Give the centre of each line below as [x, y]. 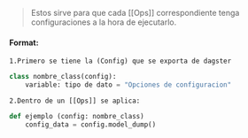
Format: [24, 42]
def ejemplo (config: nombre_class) [77, 116]
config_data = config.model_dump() [91, 124]
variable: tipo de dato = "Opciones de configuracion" [128, 85]
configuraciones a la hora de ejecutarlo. [104, 22]
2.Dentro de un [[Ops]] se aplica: [75, 101]
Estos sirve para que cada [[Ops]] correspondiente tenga [135, 13]
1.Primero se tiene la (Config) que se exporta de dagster [120, 61]
